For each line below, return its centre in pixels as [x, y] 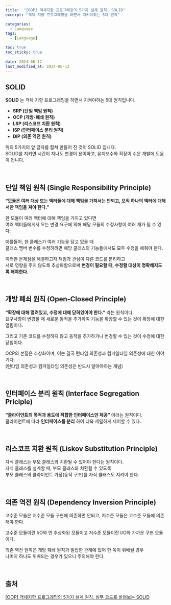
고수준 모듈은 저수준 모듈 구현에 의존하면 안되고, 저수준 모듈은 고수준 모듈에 [80, 516]
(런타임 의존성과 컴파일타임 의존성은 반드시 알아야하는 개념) [64, 366]
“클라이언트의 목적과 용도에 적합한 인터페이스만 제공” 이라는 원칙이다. [74, 415]
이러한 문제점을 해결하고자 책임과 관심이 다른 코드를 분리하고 [65, 259]
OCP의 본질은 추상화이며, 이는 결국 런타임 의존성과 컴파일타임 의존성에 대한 [80, 353]
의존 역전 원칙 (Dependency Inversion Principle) [81, 502]
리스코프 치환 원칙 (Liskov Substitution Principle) [82, 449]
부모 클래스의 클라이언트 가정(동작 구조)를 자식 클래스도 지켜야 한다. [72, 475]
